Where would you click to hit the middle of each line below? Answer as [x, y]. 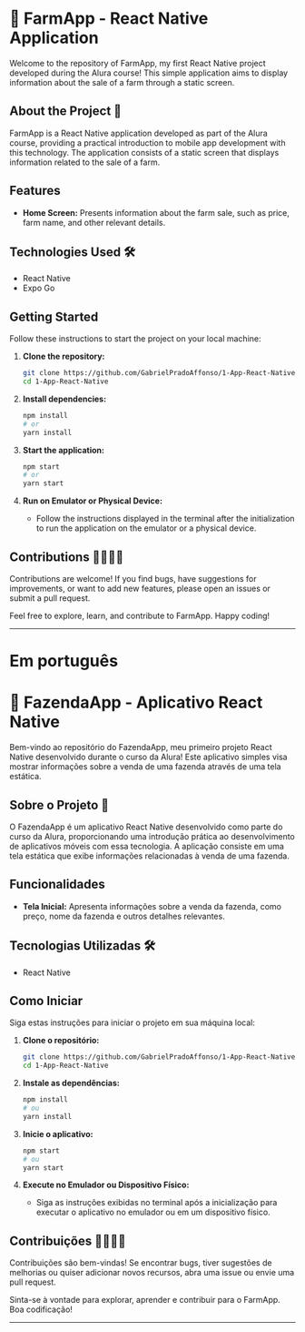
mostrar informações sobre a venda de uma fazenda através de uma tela [145, 767]
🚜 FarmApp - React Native [109, 19]
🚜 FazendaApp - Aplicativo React [136, 702]
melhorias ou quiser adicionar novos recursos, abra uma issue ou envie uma [152, 1273]
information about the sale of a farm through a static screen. [122, 82]
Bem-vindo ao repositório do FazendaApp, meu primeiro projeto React [141, 747]
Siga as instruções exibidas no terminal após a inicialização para [157, 1203]
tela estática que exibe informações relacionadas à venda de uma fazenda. [150, 856]
